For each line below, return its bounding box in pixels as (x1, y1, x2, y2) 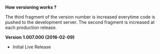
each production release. (5, 24, 57, 30)
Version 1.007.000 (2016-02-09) (5, 34, 75, 40)
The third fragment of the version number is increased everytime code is (5, 14, 155, 19)
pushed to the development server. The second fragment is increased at (5, 19, 155, 25)
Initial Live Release (12, 44, 51, 49)
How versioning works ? (5, 4, 57, 10)
